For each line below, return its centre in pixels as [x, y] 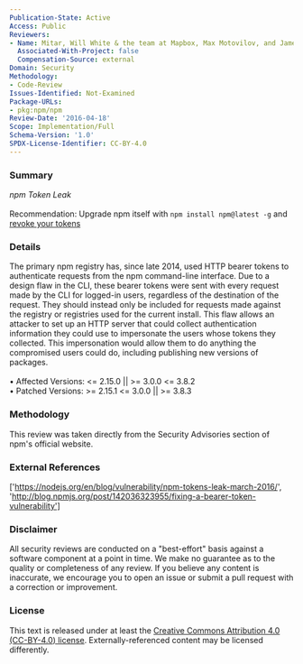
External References [55, 467]
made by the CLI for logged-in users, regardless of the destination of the [144, 295]
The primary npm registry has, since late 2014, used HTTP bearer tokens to [149, 266]
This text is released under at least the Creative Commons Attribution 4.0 [145, 630]
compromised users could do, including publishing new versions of [134, 353]
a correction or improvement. [64, 587]
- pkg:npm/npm [36, 110]
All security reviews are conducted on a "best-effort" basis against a [137, 549]
